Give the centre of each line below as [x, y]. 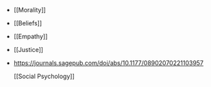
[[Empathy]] [30, 36]
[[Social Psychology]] [44, 76]
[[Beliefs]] [28, 23]
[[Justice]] [28, 50]
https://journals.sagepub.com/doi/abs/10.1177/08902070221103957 [109, 63]
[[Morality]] [29, 10]
